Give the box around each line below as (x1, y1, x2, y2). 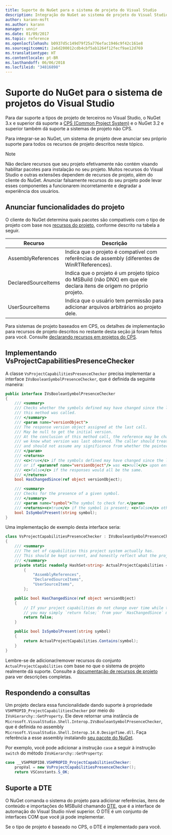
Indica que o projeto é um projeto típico (64, 269, 160, 276)
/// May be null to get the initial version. (14, 429, 114, 434)
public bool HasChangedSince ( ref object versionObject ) (14, 595, 137, 601)
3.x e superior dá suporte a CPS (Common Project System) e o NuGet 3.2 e (5, 120, 164, 126)
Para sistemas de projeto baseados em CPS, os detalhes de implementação (5, 323, 165, 329)
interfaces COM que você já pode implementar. (5, 813, 105, 820)
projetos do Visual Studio (5, 98, 115, 109)
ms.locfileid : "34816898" (5, 65, 60, 70)
